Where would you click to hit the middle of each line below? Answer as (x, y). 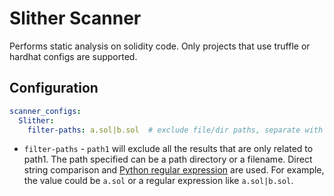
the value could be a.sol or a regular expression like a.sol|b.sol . (158, 181)
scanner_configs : (45, 111)
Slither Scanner (75, 18)
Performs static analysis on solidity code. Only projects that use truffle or (160, 46)
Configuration (54, 88)
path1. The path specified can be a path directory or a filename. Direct (168, 159)
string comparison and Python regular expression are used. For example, (174, 170)
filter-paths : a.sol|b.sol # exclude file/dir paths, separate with (175, 130)
